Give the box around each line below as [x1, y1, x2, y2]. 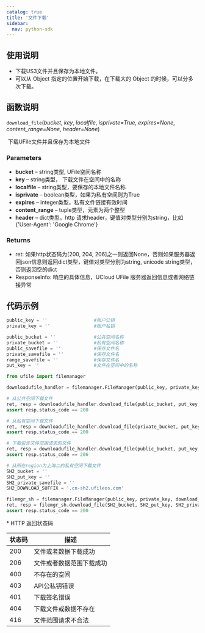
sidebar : [6, 20, 29, 26]
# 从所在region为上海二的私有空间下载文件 [6, 462, 101, 469]
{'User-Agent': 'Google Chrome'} [15, 221, 98, 228]
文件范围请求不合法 [34, 616, 90, 624]
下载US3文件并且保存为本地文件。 [15, 68, 101, 75]
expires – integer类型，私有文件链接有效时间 [15, 199, 128, 206]
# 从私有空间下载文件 [6, 418, 53, 424]
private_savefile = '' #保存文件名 [6, 351, 120, 357]
